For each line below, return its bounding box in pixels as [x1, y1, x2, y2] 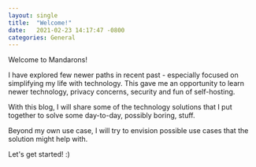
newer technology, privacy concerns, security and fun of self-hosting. [8, 87, 236, 97]
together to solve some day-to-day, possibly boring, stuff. [8, 111, 195, 121]
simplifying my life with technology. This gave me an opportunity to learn [8, 79, 245, 88]
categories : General [8, 33, 76, 42]
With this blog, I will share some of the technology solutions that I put [8, 102, 232, 112]
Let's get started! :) [8, 150, 71, 159]
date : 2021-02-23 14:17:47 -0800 [8, 26, 125, 34]
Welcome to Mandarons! [8, 55, 88, 65]
